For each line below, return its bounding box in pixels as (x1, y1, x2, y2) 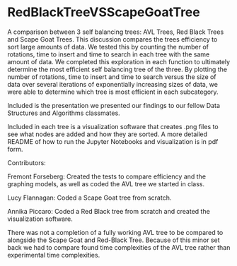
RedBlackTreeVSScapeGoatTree (7, 4, 200, 20)
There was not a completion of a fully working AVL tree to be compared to (7, 228, 224, 236)
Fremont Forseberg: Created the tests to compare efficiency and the (7, 172, 207, 181)
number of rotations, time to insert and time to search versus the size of (7, 72, 217, 81)
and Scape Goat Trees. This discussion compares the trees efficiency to (7, 35, 218, 43)
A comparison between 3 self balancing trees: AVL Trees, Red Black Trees (7, 28, 224, 36)
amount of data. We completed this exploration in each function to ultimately (7, 57, 231, 66)
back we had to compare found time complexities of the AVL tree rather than (7, 243, 231, 251)
